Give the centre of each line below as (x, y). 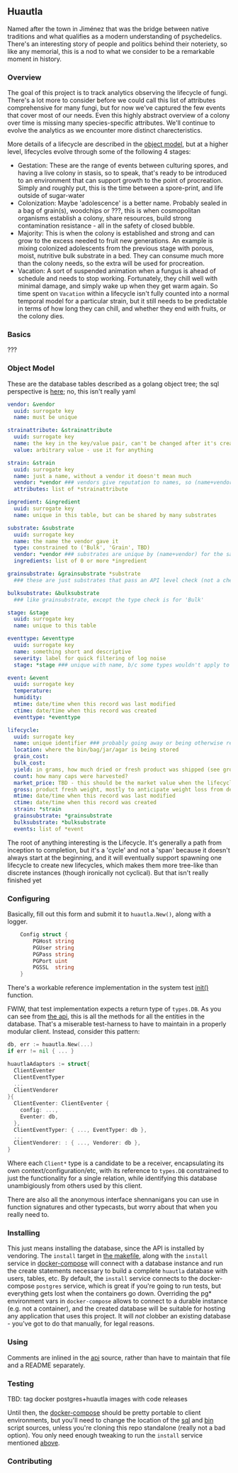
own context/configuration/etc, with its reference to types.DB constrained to (118, 1171)
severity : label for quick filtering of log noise (90, 658)
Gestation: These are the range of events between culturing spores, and (123, 165)
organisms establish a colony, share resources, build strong (104, 218)
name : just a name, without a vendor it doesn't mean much (103, 476)
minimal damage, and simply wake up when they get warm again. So (118, 286)
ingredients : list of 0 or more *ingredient (80, 561)
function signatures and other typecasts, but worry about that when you (113, 1207)
